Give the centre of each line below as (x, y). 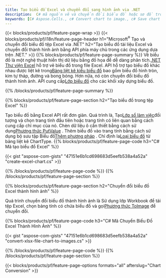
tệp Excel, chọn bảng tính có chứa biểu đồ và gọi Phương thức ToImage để (81, 206)
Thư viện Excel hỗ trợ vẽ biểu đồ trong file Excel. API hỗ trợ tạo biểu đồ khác (83, 65)
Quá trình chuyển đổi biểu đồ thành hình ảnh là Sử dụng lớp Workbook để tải (83, 201)
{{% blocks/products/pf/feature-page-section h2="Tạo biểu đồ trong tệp (79, 100)
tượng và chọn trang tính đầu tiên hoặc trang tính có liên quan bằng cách (79, 120)
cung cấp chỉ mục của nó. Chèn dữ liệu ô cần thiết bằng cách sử (71, 126)
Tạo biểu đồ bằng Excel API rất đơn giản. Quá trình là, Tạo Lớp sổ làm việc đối (83, 115)
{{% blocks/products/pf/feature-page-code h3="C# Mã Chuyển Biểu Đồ (79, 221)
